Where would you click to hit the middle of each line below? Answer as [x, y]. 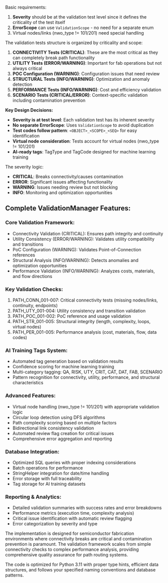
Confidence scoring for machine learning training [63, 367]
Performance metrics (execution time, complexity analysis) [73, 513]
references [24, 255]
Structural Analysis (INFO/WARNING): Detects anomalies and [75, 260]
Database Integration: [32, 452]
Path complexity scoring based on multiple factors [64, 422]
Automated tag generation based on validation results [68, 361]
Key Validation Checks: [34, 289]
